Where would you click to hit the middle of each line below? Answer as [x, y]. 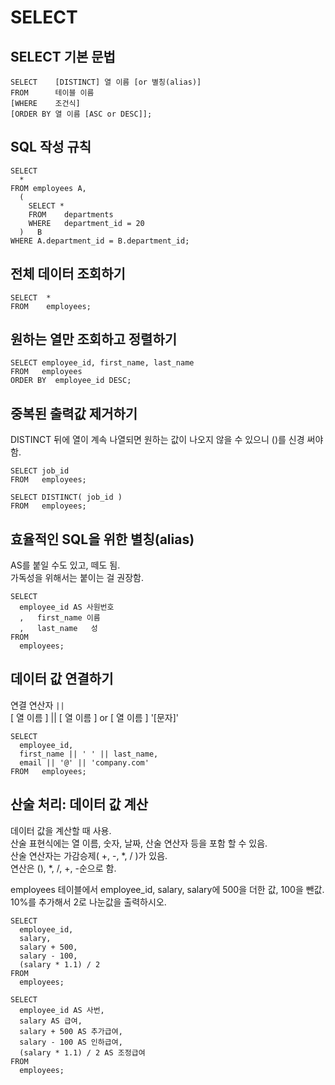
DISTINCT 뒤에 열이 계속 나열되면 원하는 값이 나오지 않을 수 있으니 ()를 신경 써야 [167, 440]
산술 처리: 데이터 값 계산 [79, 804]
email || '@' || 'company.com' [84, 762]
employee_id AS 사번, [62, 1010]
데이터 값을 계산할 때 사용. [61, 830]
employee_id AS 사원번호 [67, 607]
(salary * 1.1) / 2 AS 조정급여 [82, 1052]
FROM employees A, [48, 188]
